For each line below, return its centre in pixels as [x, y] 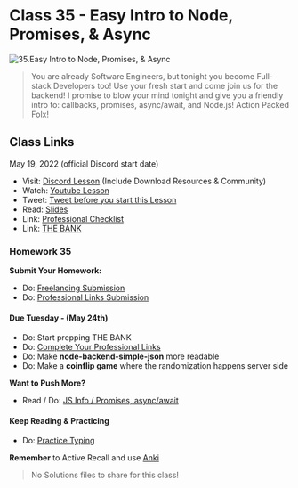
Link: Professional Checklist [73, 218]
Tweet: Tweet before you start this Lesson [99, 199]
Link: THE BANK [52, 228]
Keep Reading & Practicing [59, 420]
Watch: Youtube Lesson [65, 190]
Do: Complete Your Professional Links [92, 347]
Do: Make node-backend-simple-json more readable [121, 356]
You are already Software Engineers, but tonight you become [143, 76]
